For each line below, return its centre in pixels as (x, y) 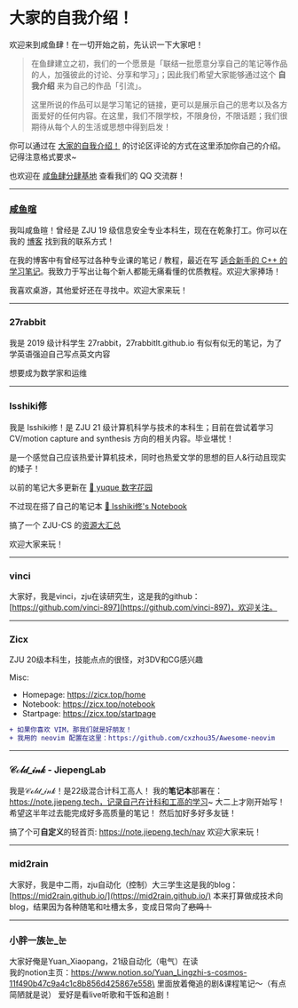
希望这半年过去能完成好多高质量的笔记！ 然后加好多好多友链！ (123, 813)
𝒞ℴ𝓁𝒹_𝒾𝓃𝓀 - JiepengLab (58, 770)
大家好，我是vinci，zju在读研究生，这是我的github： (105, 596)
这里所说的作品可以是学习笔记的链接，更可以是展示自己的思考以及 (151, 104)
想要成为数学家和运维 (48, 372)
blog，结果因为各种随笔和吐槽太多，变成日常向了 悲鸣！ (110, 907)
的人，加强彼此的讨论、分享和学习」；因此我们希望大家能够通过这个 (153, 74)
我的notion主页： (40, 972)
